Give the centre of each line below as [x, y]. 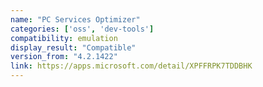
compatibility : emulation [64, 38]
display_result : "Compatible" [73, 47]
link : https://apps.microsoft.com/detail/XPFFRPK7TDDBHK [131, 66]
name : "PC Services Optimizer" [75, 19]
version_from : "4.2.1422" [64, 57]
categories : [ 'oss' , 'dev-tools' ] [82, 29]
